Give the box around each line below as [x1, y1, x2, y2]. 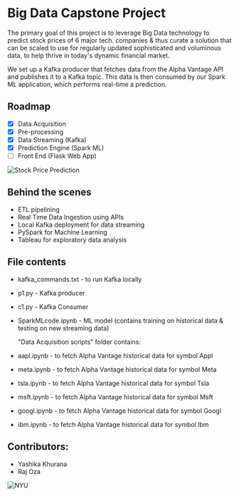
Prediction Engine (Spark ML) [17, 144, 105, 152]
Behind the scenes [7, 186, 92, 198]
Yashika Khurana [17, 460, 68, 468]
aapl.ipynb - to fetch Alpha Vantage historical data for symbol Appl [17, 351, 213, 360]
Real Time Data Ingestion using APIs [17, 212, 124, 221]
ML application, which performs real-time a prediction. [7, 80, 167, 88]
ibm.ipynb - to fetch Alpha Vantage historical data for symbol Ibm [17, 420, 209, 428]
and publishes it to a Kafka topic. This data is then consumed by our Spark [7, 72, 226, 81]
